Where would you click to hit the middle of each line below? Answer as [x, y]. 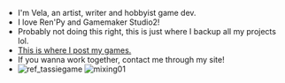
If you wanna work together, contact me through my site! [121, 60]
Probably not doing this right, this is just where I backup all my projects [147, 31]
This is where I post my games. [74, 50]
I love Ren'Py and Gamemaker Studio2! [89, 22]
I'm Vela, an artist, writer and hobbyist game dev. [107, 13]
